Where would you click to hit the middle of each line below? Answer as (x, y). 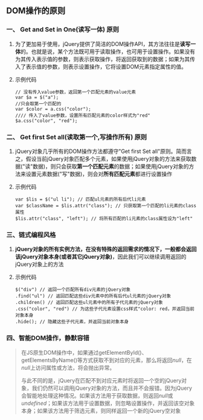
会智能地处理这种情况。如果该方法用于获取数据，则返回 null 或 (97, 395)
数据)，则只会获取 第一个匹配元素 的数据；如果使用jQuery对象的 (111, 166)
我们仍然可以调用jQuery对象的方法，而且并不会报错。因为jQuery (112, 388)
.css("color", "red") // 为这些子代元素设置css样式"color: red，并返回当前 (105, 309)
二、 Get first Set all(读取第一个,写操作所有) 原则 (76, 137)
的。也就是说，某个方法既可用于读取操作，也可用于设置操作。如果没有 (108, 51)
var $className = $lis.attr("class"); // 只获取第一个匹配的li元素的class (105, 205)
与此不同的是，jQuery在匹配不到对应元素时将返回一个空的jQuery (101, 380)
